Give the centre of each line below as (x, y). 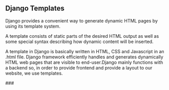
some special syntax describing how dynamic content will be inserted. (79, 41)
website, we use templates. (34, 73)
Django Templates (35, 8)
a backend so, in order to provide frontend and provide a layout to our (79, 67)
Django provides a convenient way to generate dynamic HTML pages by (81, 20)
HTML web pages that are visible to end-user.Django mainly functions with (84, 62)
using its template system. (33, 26)
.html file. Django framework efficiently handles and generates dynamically (84, 57)
